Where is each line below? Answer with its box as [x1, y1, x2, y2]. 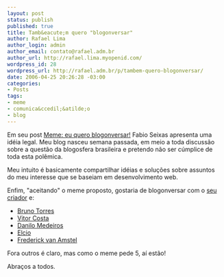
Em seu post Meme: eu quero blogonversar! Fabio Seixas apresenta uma [7, 131, 212, 139]
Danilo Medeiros [16, 221, 64, 229]
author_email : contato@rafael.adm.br [7, 49, 115, 55]
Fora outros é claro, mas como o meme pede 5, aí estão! [7, 249, 166, 257]
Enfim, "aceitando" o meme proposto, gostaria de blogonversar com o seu [7, 186, 217, 194]
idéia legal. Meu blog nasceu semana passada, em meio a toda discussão [7, 137, 215, 146]
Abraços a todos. [7, 262, 56, 270]
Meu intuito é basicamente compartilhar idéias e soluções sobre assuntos [7, 166, 215, 174]
